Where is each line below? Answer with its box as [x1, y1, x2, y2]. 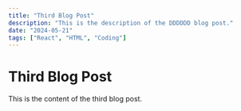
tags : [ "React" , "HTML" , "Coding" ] [8, 33, 127, 42]
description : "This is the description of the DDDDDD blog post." [8, 19, 234, 27]
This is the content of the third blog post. [8, 94, 142, 104]
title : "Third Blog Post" [8, 11, 94, 20]
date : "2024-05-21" [8, 26, 73, 34]
